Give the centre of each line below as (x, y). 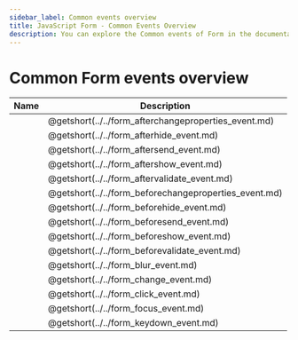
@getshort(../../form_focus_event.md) (126, 309)
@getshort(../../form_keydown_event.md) (133, 323)
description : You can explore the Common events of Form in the (130, 34)
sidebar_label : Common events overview (83, 17)
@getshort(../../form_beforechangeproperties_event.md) (165, 194)
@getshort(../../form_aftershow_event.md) (135, 164)
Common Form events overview (129, 78)
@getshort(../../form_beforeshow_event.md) (139, 236)
